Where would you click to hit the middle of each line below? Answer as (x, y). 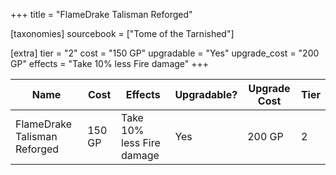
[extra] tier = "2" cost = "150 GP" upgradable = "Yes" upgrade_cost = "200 (165, 53)
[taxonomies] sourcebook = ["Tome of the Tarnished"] (122, 33)
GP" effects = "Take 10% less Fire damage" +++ (110, 63)
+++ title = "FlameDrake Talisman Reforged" (101, 14)
